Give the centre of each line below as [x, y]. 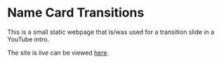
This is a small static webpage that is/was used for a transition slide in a [111, 32]
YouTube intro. [28, 39]
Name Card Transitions [76, 13]
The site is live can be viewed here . [58, 53]
